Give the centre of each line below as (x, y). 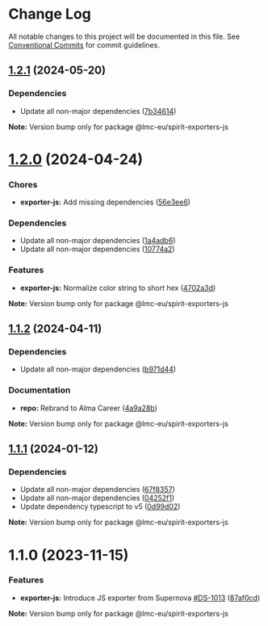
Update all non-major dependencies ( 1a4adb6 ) (98, 241)
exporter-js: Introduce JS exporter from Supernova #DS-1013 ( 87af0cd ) (140, 598)
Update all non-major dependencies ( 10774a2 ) (97, 249)
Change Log (50, 14)
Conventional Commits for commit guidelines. (84, 44)
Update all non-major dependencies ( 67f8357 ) (98, 489)
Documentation (40, 390)
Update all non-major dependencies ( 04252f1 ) (97, 498)
